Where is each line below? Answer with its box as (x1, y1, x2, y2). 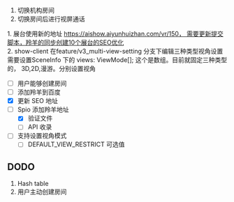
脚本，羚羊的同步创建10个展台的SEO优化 (7, 38, 124, 47)
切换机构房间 (17, 6, 54, 14)
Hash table (17, 180, 49, 188)
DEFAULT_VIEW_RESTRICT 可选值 (27, 140, 125, 148)
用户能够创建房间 (17, 79, 67, 87)
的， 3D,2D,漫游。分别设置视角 (7, 65, 96, 72)
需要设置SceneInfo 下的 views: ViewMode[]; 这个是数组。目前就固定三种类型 (7, 56, 228, 64)
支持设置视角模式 (17, 132, 67, 140)
